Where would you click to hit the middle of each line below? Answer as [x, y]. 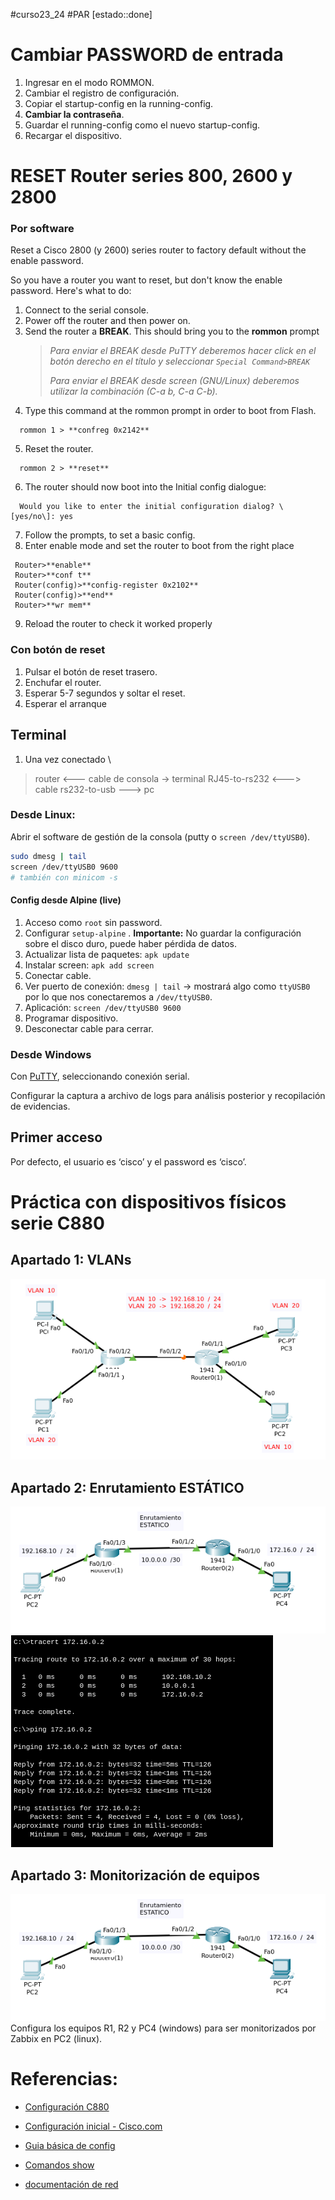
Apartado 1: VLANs [71, 1260]
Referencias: [64, 2079]
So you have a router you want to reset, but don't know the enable [146, 280]
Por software [42, 229]
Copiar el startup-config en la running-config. [119, 103]
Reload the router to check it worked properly [118, 624]
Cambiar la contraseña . [74, 114]
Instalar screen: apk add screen [89, 965]
